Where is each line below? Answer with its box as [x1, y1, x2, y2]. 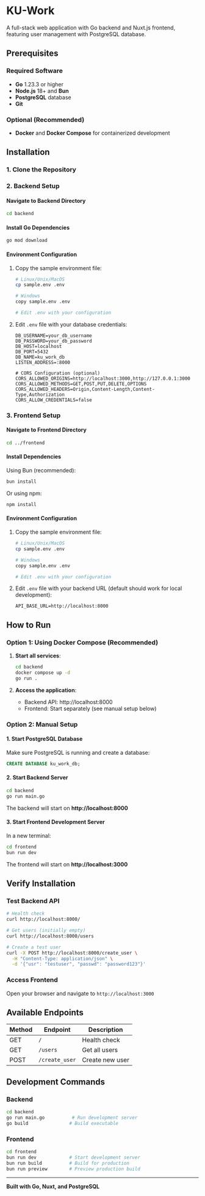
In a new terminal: [6, 831, 51, 839]
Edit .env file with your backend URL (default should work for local [15, 585, 182, 592]
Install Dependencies [6, 453, 62, 460]
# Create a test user [6, 944, 62, 950]
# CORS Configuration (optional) [15, 370, 101, 376]
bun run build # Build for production [6, 1160, 130, 1166]
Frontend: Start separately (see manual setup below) [24, 705, 157, 712]
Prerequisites [6, 48, 59, 59]
